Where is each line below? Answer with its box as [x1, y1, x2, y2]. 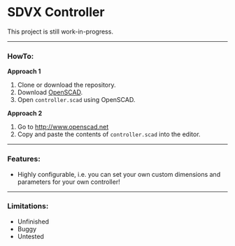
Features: [7, 154, 41, 164]
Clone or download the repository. [17, 81, 117, 89]
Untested [17, 232, 44, 240]
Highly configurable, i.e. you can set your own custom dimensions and [17, 170, 221, 178]
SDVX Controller [7, 4, 105, 20]
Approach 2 [7, 109, 43, 117]
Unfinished [17, 217, 50, 226]
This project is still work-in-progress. [7, 27, 114, 36]
